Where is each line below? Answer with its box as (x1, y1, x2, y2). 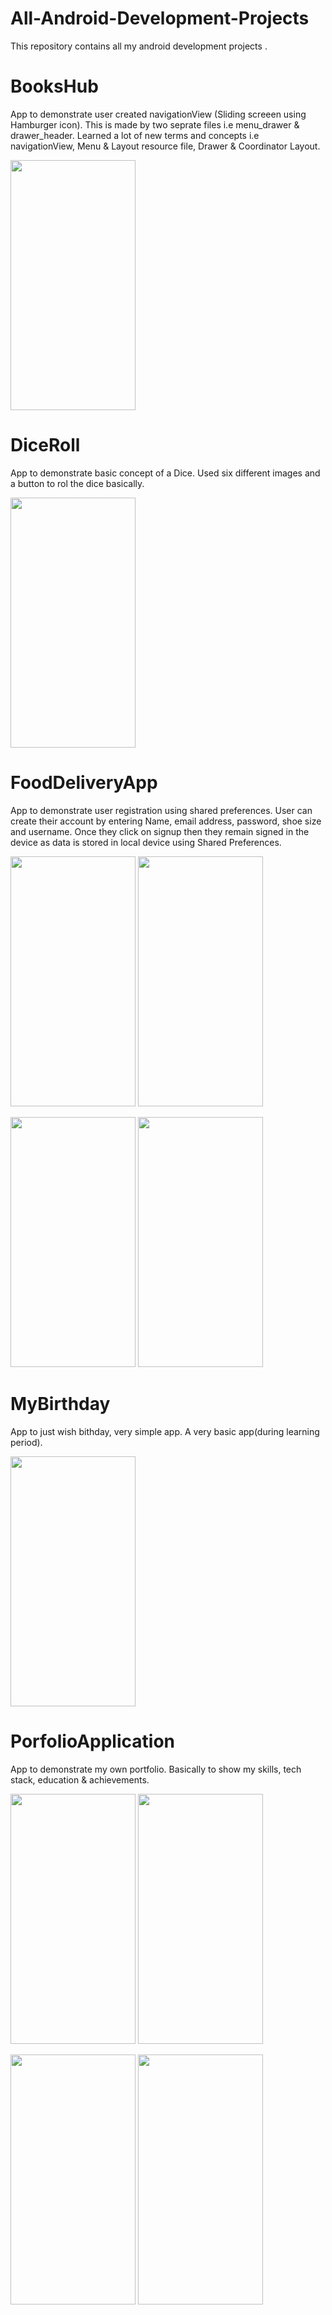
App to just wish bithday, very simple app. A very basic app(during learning (10, 1425, 320, 1437)
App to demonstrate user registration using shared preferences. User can (10, 804, 313, 816)
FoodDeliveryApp (10, 772, 158, 794)
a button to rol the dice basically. (10, 477, 145, 489)
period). (10, 1436, 43, 1448)
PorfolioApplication (10, 1730, 175, 1752)
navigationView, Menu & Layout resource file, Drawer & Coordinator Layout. (10, 140, 321, 152)
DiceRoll (10, 434, 81, 457)
